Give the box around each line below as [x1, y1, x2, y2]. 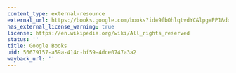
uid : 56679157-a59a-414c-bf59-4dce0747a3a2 [7, 49, 137, 56]
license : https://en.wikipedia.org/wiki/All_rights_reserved [7, 29, 190, 37]
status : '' [7, 36, 39, 43]
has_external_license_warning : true [7, 23, 114, 30]
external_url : [7, 17, 49, 24]
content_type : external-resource [7, 10, 105, 17]
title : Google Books [7, 42, 68, 49]
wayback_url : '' [7, 56, 55, 63]
